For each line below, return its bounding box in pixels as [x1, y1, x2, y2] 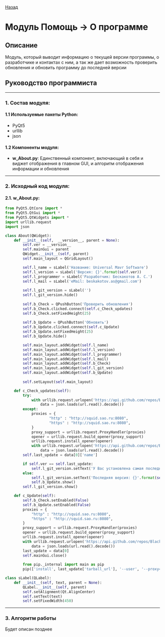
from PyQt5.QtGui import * [5, 211, 60, 216]
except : [23, 407, 38, 412]
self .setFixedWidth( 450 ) [23, 599, 74, 603]
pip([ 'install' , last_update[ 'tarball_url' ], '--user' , [23, 567, 139, 572]
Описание [5, 41, 38, 49]
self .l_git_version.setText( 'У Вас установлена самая [31, 466, 144, 471]
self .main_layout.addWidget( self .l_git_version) [23, 366, 124, 371]
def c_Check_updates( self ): [14, 388, 71, 393]
